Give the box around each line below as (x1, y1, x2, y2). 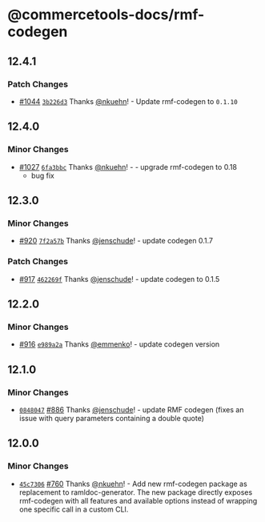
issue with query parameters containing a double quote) (18, 413, 205, 423)
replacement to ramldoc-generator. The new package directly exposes (18, 487, 253, 497)
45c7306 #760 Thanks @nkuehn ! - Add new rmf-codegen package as (18, 479, 247, 488)
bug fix (30, 171, 55, 180)
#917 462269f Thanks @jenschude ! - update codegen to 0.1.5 (18, 274, 220, 283)
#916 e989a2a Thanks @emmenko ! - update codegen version (18, 339, 220, 349)
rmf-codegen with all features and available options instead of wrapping (18, 496, 258, 505)
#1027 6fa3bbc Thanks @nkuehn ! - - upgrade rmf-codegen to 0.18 (18, 162, 238, 171)
